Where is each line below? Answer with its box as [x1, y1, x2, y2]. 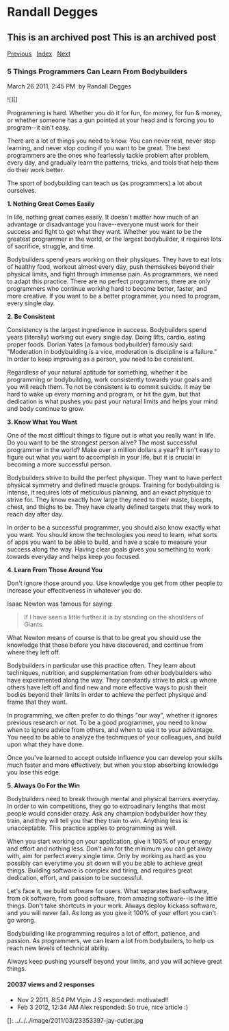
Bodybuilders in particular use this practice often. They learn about [7, 661, 196, 669]
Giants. [23, 620, 44, 628]
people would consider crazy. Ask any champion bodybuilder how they [7, 809, 207, 818]
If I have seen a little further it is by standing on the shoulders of [23, 613, 204, 621]
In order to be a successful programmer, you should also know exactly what [7, 523, 221, 532]
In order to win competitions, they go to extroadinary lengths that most [7, 802, 206, 810]
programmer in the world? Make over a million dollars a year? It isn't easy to [7, 446, 221, 454]
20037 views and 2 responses [7, 980, 95, 988]
